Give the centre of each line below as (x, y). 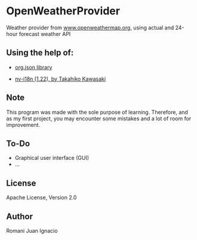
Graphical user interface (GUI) (52, 158)
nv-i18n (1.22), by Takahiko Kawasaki (60, 78)
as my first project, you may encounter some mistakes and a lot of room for (99, 119)
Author (19, 216)
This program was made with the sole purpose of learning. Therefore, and (97, 112)
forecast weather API (45, 34)
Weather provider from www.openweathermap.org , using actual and (90, 28)
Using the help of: (40, 53)
